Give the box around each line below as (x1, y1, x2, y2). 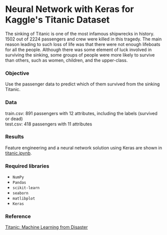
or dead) (5, 115, 23, 121)
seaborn (12, 191, 28, 196)
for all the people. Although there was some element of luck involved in (5, 46, 152, 52)
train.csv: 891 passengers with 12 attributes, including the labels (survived (5, 110, 157, 116)
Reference (5, 213, 31, 220)
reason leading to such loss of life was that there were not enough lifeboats (5, 41, 160, 47)
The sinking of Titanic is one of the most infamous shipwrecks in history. (5, 30, 154, 36)
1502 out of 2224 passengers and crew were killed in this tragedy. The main (5, 36, 162, 42)
